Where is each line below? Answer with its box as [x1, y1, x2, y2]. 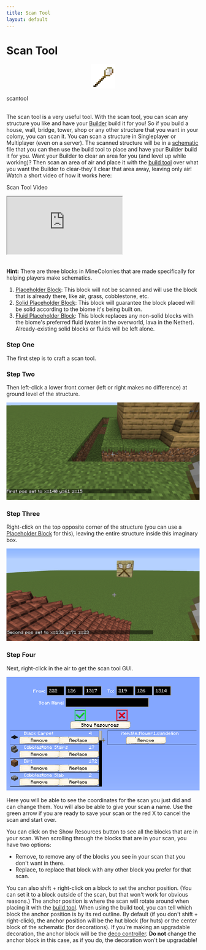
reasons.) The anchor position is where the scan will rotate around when [6, 897, 189, 905]
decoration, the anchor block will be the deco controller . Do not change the [6, 930, 196, 937]
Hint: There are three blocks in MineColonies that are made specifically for [6, 267, 195, 275]
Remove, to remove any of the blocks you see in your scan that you [15, 852, 186, 860]
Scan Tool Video [6, 184, 48, 191]
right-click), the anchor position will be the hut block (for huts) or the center [6, 917, 197, 924]
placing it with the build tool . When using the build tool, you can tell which [6, 903, 193, 911]
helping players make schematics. [6, 274, 93, 282]
